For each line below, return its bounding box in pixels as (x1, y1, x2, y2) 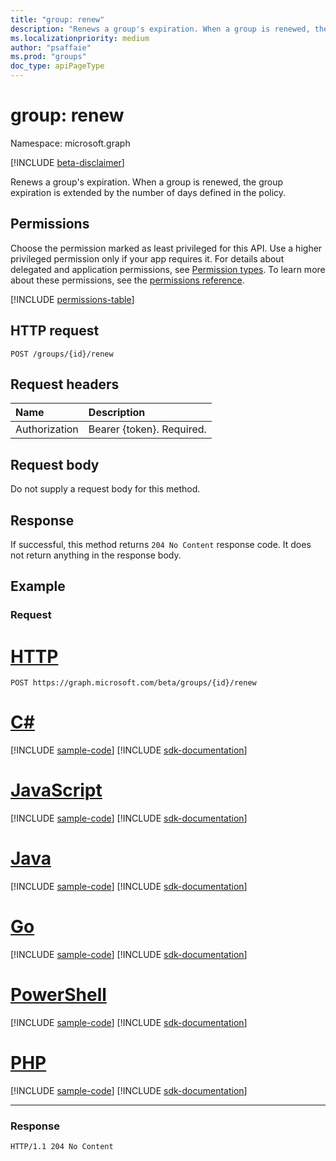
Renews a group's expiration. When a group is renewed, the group (10, 176, 283, 188)
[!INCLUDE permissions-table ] (10, 293, 135, 305)
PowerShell (10, 984, 107, 1006)
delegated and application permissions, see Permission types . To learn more (10, 263, 326, 275)
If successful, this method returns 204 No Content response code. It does (10, 539, 312, 550)
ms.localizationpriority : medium (10, 33, 150, 43)
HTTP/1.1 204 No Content (10, 1142, 114, 1152)
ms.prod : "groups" (10, 52, 87, 62)
